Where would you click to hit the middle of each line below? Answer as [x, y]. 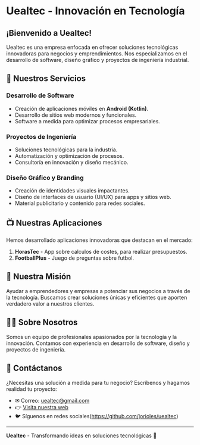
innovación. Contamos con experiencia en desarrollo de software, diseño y [98, 343]
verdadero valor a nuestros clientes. [50, 304]
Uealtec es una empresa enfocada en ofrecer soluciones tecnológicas [92, 47]
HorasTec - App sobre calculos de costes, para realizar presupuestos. [101, 252]
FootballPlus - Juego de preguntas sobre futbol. [74, 258]
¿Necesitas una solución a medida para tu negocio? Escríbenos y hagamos [98, 382]
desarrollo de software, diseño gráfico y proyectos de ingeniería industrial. [98, 60]
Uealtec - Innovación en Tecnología [96, 11]
